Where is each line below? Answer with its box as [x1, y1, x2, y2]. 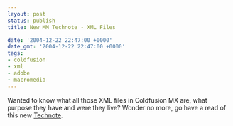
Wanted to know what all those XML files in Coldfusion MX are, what [7, 95, 207, 104]
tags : [7, 50, 23, 57]
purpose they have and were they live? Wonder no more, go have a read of [7, 103, 227, 112]
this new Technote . [7, 111, 63, 120]
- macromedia [7, 76, 46, 83]
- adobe [7, 69, 31, 77]
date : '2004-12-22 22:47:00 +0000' [7, 36, 113, 43]
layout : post [7, 10, 46, 18]
